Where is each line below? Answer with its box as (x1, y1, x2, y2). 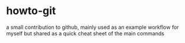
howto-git (6, 4, 56, 18)
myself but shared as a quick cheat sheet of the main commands (6, 29, 165, 37)
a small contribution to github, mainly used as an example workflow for (6, 24, 179, 31)
